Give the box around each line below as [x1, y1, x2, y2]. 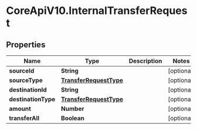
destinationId [9, 86, 47, 94]
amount [9, 105, 31, 113]
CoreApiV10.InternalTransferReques [6, 4, 188, 17]
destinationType [9, 95, 56, 103]
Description [128, 57, 162, 65]
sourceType [9, 76, 43, 84]
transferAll [9, 114, 40, 122]
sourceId [9, 67, 35, 75]
